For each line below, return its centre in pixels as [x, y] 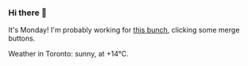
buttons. [22, 38]
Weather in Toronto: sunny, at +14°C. [68, 54]
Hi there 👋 [28, 13]
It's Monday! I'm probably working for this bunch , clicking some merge [124, 30]
